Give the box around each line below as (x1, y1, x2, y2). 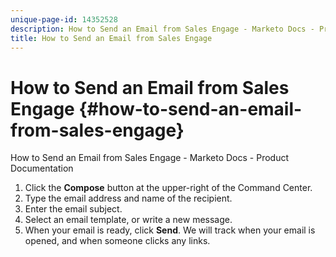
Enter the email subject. (24, 203, 123, 215)
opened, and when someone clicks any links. (24, 235, 211, 247)
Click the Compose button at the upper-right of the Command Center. (24, 182, 313, 194)
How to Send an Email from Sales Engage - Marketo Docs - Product (10, 152, 290, 164)
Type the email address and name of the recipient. (24, 192, 233, 205)
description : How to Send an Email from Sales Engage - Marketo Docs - (10, 24, 315, 34)
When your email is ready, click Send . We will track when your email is (24, 224, 316, 236)
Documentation (10, 162, 74, 175)
